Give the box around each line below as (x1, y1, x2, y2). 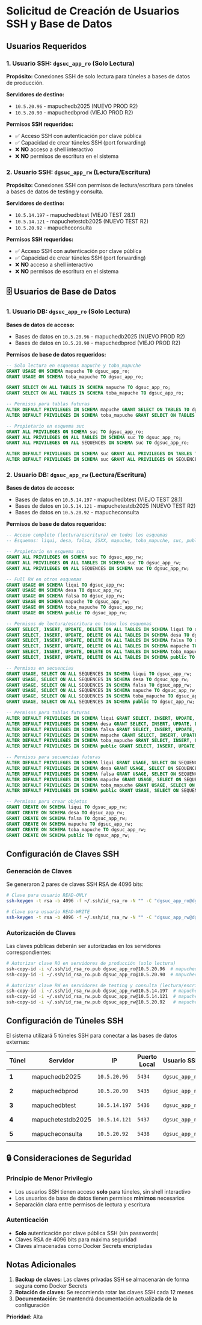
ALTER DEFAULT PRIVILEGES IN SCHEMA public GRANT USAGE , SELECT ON (6, 788, 179, 794)
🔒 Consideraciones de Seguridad (6, 1153, 132, 1164)
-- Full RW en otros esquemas (6, 576, 82, 582)
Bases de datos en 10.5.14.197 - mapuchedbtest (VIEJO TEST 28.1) (14, 496, 183, 503)
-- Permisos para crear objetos (6, 799, 87, 805)
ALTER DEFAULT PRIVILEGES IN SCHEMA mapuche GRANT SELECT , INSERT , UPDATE (6, 732, 198, 738)
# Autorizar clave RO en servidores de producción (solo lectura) (6, 960, 176, 966)
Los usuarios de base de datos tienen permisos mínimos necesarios (14, 1194, 185, 1202)
